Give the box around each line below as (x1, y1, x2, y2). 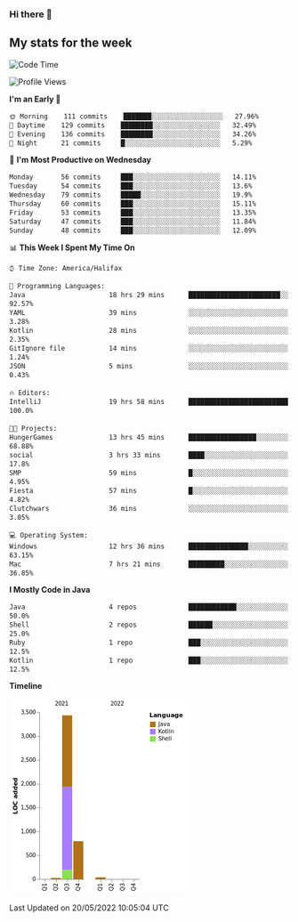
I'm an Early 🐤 (9, 93, 61, 104)
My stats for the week (9, 36, 133, 51)
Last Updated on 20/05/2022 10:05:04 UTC (9, 902, 169, 913)
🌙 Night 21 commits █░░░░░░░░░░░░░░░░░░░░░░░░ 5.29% (9, 138, 253, 148)
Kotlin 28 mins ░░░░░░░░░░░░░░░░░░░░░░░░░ (9, 326, 289, 335)
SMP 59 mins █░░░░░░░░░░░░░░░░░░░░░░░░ (9, 468, 289, 477)
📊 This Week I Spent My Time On (9, 242, 135, 253)
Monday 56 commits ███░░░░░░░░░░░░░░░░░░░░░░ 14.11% (9, 173, 256, 182)
